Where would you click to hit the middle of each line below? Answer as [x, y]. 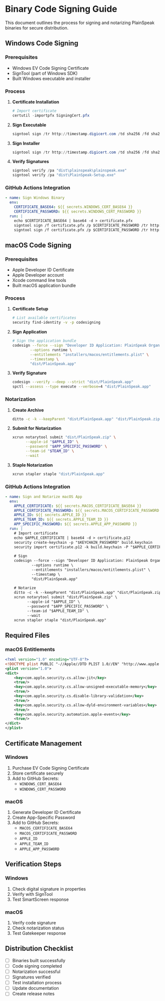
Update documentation [35, 988]
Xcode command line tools [39, 280]
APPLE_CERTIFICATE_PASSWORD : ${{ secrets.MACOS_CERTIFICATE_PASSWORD [87, 510]
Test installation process [37, 983]
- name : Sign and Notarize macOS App [44, 497]
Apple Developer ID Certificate [43, 270]
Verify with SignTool [32, 894]
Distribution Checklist [39, 949]
